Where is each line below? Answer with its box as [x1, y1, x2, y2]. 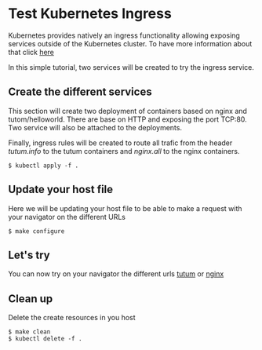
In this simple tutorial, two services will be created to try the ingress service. [8, 62, 255, 71]
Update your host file [8, 183, 114, 196]
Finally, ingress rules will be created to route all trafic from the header [8, 138, 233, 148]
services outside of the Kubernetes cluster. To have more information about [8, 38, 253, 48]
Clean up [8, 292, 53, 305]
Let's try [8, 248, 50, 261]
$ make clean [8, 328, 51, 336]
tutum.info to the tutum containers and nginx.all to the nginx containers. [8, 146, 240, 155]
